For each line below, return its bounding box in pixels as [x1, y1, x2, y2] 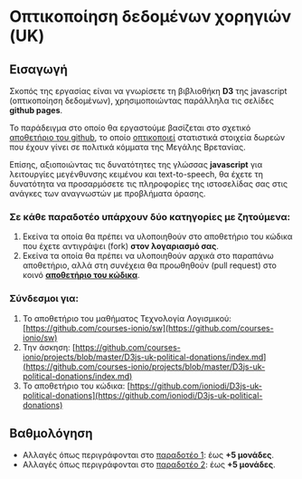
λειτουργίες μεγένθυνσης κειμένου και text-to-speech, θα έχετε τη [9, 169, 264, 179]
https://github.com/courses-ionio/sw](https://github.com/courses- [25, 322, 274, 333]
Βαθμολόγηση [9, 426, 93, 441]
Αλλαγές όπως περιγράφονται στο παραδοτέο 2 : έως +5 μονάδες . [22, 459, 276, 470]
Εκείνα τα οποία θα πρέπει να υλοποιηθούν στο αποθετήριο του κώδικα [22, 231, 293, 242]
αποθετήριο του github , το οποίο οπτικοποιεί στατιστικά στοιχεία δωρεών [9, 132, 286, 142]
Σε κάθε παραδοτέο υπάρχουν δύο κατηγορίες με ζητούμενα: [9, 210, 291, 223]
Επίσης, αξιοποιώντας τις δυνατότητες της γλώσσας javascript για [9, 159, 263, 169]
